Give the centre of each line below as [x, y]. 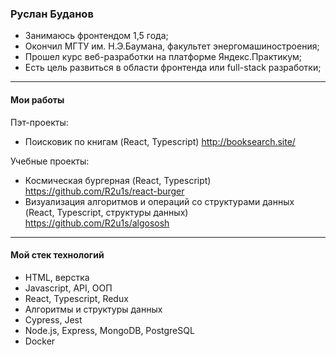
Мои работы [37, 99]
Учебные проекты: [50, 161]
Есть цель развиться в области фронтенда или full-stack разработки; [173, 68]
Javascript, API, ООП [68, 288]
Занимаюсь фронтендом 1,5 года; [96, 36]
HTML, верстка [57, 277]
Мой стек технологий [57, 255]
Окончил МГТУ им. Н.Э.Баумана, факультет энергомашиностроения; [172, 46]
